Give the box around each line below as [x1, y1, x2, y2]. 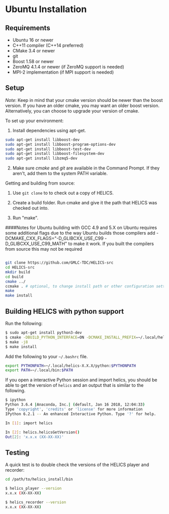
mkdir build [5, 269, 30, 274]
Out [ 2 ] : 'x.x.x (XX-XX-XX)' [5, 434, 64, 439]
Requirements [5, 24, 50, 32]
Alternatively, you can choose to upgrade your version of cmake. [5, 107, 139, 114]
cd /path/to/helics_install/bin [5, 477, 73, 482]
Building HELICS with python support [5, 307, 124, 316]
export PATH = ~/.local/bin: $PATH [5, 368, 73, 373]
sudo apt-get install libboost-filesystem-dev [5, 151, 105, 156]
